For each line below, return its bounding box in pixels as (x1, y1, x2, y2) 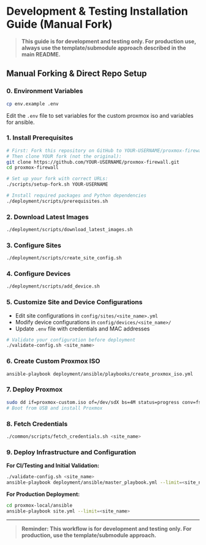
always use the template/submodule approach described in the (21, 44, 186, 51)
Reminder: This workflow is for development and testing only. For (21, 525, 192, 532)
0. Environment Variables (6, 87, 83, 96)
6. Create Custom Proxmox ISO (6, 357, 101, 365)
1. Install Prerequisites (6, 134, 74, 142)
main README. (21, 50, 61, 58)
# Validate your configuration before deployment (6, 337, 136, 343)
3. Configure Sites (6, 241, 61, 250)
